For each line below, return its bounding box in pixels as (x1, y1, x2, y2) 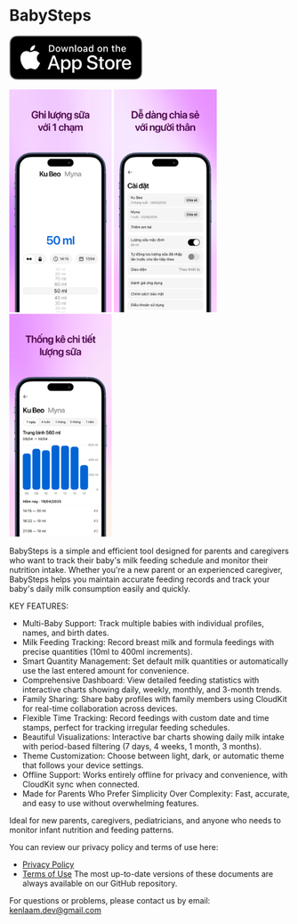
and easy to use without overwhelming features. (21, 797, 199, 808)
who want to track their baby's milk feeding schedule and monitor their (9, 554, 269, 566)
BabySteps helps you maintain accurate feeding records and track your (9, 574, 270, 585)
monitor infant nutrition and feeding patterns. (9, 824, 174, 835)
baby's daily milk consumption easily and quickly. (9, 583, 191, 593)
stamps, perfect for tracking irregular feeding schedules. (21, 722, 230, 732)
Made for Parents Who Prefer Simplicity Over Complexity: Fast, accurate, (21, 788, 290, 798)
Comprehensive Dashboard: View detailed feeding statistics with (21, 675, 260, 685)
